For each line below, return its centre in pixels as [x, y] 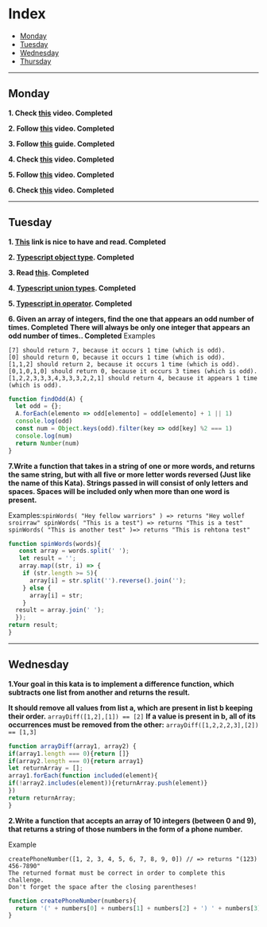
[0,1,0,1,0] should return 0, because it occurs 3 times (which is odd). [133, 371]
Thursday [35, 61]
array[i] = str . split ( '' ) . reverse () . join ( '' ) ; [108, 580]
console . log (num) [44, 436]
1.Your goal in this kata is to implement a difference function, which [121, 684]
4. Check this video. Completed [61, 159]
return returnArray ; [43, 798]
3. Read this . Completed [48, 272]
